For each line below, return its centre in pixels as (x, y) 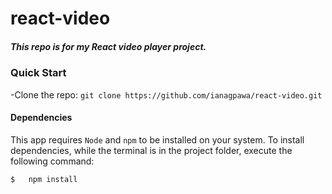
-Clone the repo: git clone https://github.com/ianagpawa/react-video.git (166, 94)
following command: (52, 161)
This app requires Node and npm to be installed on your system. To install (157, 139)
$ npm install (44, 179)
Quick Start (38, 73)
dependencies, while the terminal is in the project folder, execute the (151, 150)
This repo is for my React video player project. (108, 46)
